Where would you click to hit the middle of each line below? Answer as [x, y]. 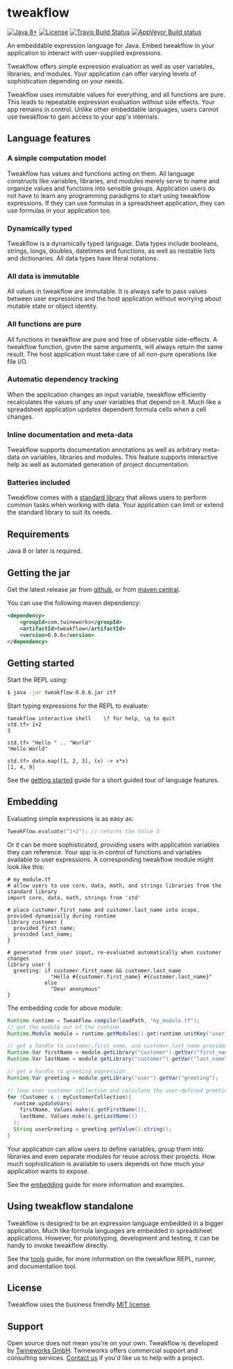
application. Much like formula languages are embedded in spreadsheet [110, 1230]
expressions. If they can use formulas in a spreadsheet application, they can [116, 203]
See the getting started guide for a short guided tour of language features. [113, 780]
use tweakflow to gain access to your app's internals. [83, 117]
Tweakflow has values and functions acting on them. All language [101, 173]
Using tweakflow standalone [70, 1206]
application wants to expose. [48, 1171]
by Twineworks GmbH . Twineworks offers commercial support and [103, 1351]
